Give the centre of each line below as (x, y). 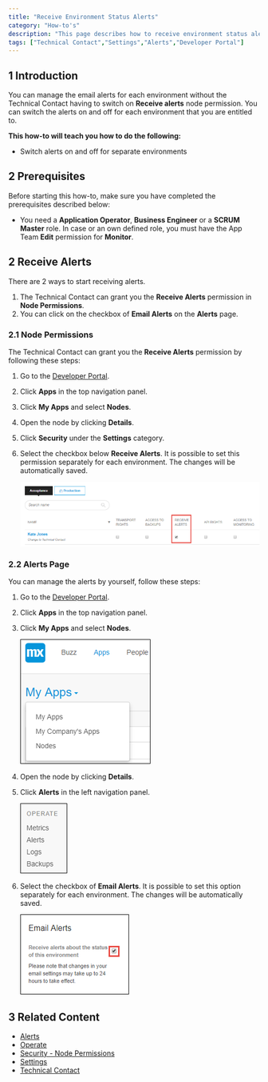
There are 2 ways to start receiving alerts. (77, 281)
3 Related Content (54, 1017)
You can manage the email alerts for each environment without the (118, 95)
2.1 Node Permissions (51, 335)
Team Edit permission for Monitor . (77, 237)
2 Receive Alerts (50, 262)
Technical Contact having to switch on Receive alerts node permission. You (133, 103)
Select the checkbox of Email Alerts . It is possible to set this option (130, 886)
